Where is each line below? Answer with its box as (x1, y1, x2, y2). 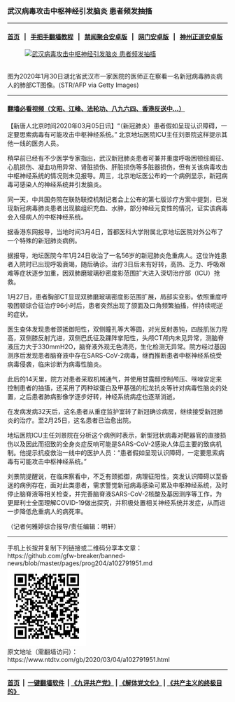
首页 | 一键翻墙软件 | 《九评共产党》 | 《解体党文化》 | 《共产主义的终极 (7, 679, 217, 687)
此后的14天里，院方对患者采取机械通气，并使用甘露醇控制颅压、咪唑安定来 (7, 374, 222, 383)
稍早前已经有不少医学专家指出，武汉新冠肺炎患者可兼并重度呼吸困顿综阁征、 (7, 154, 228, 162)
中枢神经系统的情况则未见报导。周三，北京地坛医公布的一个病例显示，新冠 (7, 171, 222, 180)
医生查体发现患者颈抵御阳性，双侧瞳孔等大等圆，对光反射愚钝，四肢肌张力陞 (7, 325, 228, 333)
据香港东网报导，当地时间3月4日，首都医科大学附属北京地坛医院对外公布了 (7, 227, 224, 236)
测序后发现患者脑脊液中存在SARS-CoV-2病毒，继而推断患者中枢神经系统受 (7, 351, 222, 359)
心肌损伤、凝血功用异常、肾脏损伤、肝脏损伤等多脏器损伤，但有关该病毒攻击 (7, 163, 228, 171)
